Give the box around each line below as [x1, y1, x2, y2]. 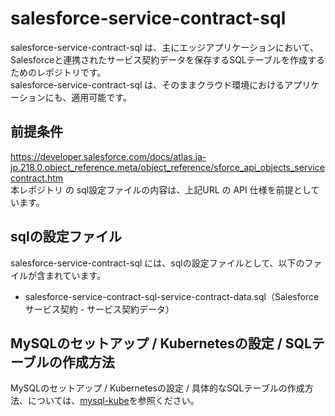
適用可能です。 [71, 91, 132, 103]
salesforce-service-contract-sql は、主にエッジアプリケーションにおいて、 [10, 41, 319, 53]
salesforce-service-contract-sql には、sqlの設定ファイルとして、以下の [10, 257, 305, 269]
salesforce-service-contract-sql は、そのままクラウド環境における [10, 78, 285, 91]
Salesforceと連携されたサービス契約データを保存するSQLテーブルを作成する [10, 53, 325, 66]
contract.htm [10, 172, 64, 184]
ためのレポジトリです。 [10, 66, 107, 78]
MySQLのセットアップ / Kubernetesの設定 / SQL [10, 335, 312, 352]
